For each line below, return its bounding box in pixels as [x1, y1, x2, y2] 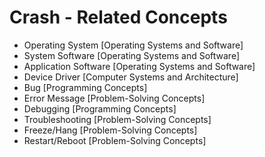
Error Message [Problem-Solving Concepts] [23, 92, 206, 104]
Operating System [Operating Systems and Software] [23, 39, 244, 51]
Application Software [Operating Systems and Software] [23, 60, 256, 72]
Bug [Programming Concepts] [23, 81, 148, 93]
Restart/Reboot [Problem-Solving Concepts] [23, 134, 207, 146]
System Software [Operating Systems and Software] [23, 49, 241, 61]
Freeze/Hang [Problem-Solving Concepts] [23, 124, 198, 136]
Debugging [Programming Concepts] [23, 102, 177, 115]
